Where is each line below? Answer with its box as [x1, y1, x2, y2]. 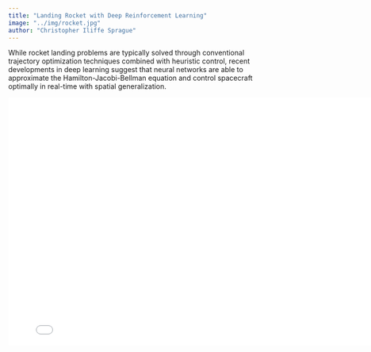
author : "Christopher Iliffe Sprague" [8, 26, 136, 34]
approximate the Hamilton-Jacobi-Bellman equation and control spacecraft [8, 73, 253, 83]
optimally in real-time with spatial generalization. [8, 82, 166, 91]
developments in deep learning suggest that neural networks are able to [8, 65, 243, 75]
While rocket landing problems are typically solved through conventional [8, 48, 245, 58]
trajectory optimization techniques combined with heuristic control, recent [8, 56, 251, 66]
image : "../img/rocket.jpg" [8, 19, 101, 27]
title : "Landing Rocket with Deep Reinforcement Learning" [8, 11, 208, 20]
